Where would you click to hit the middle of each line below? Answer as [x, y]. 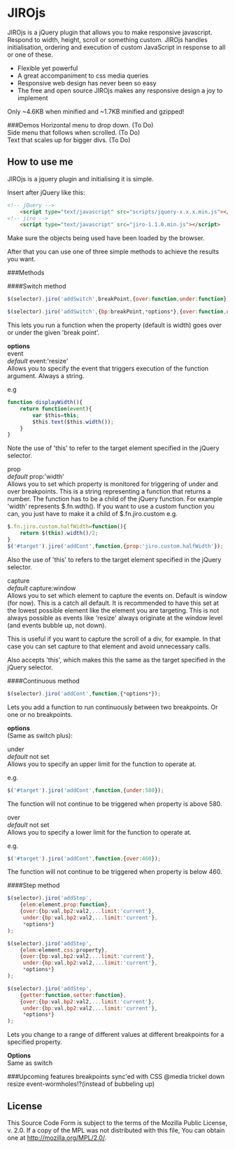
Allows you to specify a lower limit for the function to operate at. [100, 832]
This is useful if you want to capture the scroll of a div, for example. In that [114, 639]
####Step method [34, 885]
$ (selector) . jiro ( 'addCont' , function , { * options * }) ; [84, 694]
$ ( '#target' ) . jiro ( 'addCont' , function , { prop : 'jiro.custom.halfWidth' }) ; [115, 546]
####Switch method [37, 286]
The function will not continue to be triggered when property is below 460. [115, 872]
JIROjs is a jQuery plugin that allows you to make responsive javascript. [110, 32]
